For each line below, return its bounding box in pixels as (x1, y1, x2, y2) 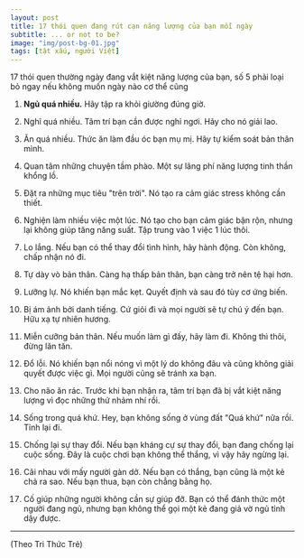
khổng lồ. (23, 171, 59, 181)
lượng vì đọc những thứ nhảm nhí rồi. (23, 395, 161, 406)
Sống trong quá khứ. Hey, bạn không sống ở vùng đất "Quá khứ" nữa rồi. (23, 413, 294, 423)
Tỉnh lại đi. (23, 422, 62, 433)
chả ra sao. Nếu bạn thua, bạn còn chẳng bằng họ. (23, 476, 213, 488)
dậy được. (23, 513, 61, 524)
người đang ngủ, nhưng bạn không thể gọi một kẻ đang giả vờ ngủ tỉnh (23, 503, 286, 515)
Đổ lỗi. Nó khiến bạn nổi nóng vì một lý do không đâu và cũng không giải (23, 358, 294, 369)
